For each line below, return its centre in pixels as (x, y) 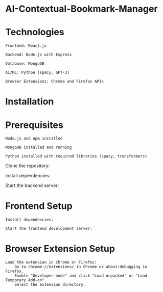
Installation (30, 102)
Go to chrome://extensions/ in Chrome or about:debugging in (81, 267)
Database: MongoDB (25, 64)
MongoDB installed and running (39, 148)
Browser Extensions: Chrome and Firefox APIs (54, 82)
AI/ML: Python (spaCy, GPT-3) (38, 73)
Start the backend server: (32, 185)
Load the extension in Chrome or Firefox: (51, 262)
